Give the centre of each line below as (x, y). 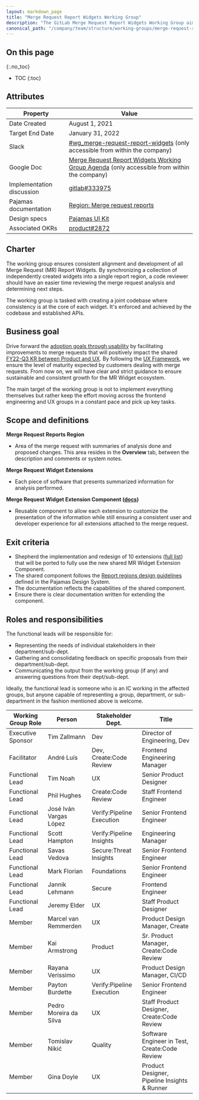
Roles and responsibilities (55, 619)
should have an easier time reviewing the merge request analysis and (91, 282)
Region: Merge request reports (111, 205)
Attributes (25, 97)
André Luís (63, 757)
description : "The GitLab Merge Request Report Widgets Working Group (95, 23)
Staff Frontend (162, 792)
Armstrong (62, 950)
